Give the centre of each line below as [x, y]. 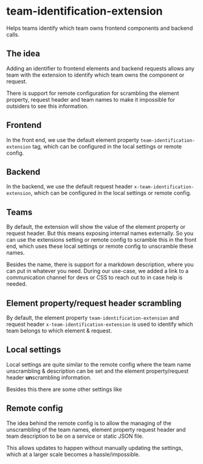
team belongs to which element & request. [59, 331]
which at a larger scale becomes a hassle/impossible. [73, 454]
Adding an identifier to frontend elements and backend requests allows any [100, 68]
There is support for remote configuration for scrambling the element [93, 93]
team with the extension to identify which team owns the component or [95, 75]
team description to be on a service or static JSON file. [75, 436]
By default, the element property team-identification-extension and [93, 318]
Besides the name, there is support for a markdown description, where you [100, 265]
